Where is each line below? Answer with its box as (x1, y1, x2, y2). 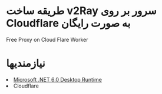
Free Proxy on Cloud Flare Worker (6, 36, 88, 43)
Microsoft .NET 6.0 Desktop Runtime (14, 76, 102, 83)
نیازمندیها (6, 57, 45, 70)
